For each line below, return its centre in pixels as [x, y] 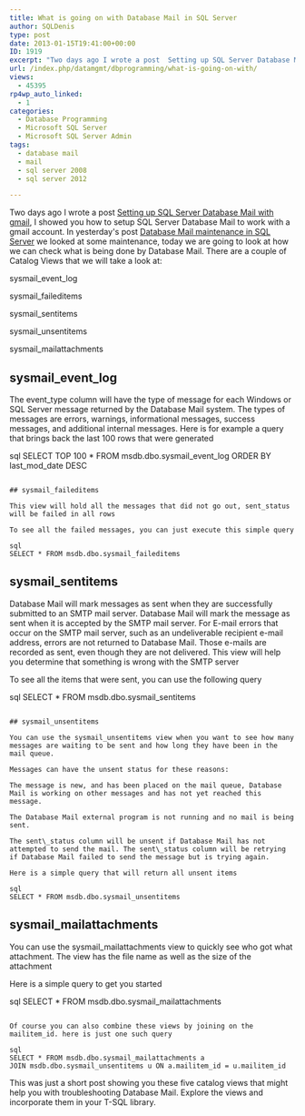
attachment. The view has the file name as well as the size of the [130, 956]
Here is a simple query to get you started [86, 983]
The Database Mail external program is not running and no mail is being [152, 817]
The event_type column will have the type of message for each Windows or [151, 400]
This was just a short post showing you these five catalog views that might [149, 1082]
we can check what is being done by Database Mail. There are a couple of [148, 251]
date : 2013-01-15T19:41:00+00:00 [73, 43]
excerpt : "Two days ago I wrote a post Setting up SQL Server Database [150, 60]
